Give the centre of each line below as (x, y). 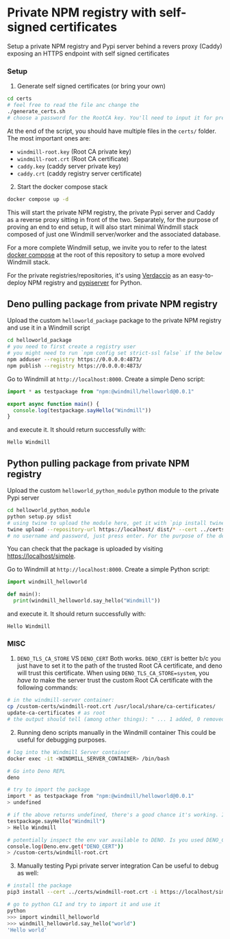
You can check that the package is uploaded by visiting (85, 549)
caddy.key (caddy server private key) (69, 166)
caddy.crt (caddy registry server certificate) (79, 173)
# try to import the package (49, 790)
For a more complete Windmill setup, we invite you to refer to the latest (107, 247)
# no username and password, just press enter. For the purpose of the (111, 536)
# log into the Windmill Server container (68, 752)
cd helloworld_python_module (49, 511)
